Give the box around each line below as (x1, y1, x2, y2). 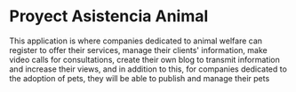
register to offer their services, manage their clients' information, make (9, 44, 268, 55)
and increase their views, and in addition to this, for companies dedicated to (9, 64, 287, 74)
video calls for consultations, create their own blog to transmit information (9, 54, 280, 65)
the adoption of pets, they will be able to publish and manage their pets (9, 73, 270, 83)
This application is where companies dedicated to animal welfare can (9, 35, 263, 46)
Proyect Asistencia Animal (9, 6, 209, 27)
